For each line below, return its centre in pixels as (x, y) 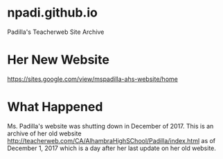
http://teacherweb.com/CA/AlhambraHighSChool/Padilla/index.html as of (111, 140)
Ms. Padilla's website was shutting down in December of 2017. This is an (110, 126)
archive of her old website (44, 133)
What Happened (55, 107)
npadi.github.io (53, 13)
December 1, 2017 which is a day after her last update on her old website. (112, 148)
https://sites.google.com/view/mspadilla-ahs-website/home (92, 79)
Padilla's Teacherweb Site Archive (56, 32)
